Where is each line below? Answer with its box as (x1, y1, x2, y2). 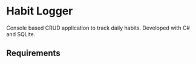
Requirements (6, 48, 60, 59)
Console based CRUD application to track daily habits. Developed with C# (6, 24, 191, 31)
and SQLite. (6, 30, 36, 37)
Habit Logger (6, 4, 73, 18)
